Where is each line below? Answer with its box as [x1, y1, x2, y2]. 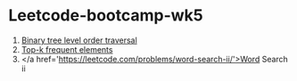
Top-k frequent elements [21, 44, 113, 54]
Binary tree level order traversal [21, 35, 137, 45]
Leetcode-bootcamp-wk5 [8, 5, 203, 26]
